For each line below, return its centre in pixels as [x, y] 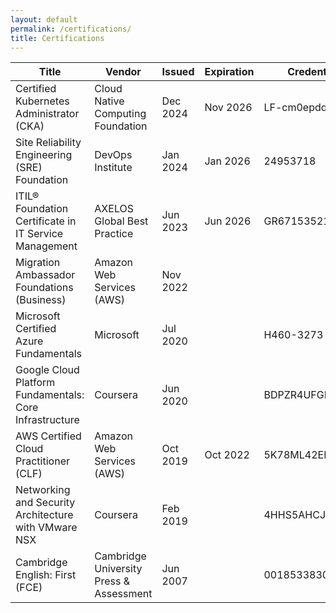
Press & [112, 581]
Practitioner [42, 461]
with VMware [46, 528]
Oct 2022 [227, 455]
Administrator [47, 114]
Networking [43, 490]
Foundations [44, 288]
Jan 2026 [227, 161]
